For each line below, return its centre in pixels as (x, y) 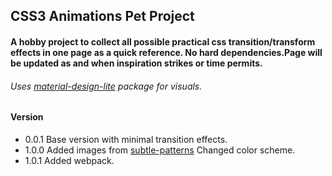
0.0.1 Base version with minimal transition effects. (126, 139)
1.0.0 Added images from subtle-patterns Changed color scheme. (160, 150)
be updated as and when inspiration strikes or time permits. (136, 63)
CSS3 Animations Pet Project (102, 16)
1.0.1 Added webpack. (69, 160)
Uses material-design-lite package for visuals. (106, 86)
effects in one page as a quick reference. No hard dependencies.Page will (166, 52)
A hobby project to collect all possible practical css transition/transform (163, 41)
